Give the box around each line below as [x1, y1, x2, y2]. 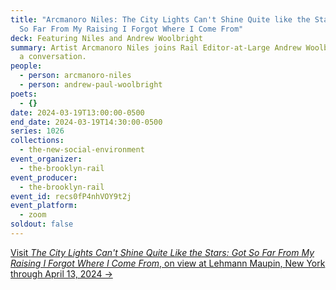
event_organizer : [10, 154, 83, 164]
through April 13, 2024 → [10, 267, 113, 280]
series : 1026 [10, 126, 65, 136]
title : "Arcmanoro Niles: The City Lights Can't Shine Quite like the [10, 14, 311, 25]
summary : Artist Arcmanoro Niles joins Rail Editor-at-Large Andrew [10, 42, 302, 53]
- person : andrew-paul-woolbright [19, 80, 163, 90]
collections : [10, 136, 65, 146]
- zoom [19, 210, 47, 220]
